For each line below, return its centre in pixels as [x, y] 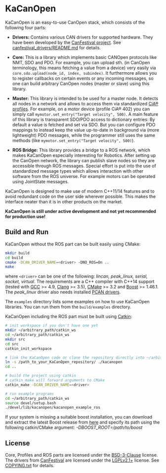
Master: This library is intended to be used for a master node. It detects [85, 98]
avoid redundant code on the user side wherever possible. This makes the [81, 196]
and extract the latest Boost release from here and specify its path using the [83, 422]
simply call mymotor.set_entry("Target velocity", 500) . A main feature [85, 114]
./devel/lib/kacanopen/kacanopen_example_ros [53, 408]
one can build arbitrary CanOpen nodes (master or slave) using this [81, 83]
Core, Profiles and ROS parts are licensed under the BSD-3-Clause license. [82, 455]
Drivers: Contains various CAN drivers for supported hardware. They [83, 37]
